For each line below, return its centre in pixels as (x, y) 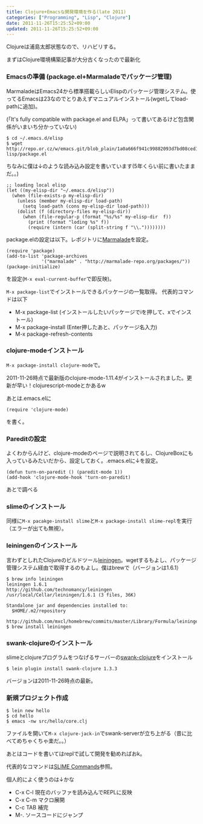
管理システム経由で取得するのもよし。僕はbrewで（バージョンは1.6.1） (94, 567)
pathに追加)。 (24, 106)
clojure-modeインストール (45, 350)
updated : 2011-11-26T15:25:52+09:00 (52, 29)
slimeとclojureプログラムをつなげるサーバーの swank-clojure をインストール (100, 658)
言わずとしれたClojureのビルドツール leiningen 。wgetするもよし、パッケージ (101, 560)
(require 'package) (31, 251)
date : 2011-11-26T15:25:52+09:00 (48, 23)
